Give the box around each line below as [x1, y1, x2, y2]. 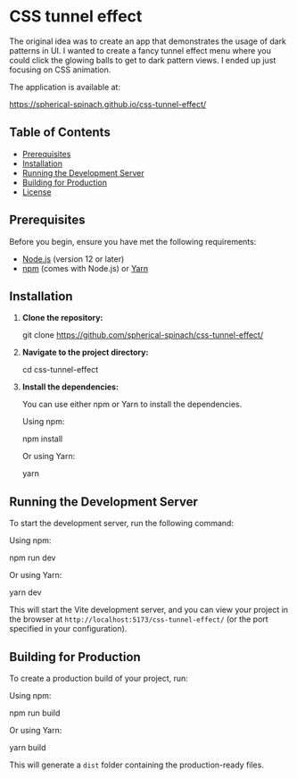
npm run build [9, 708, 61, 718]
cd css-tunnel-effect [21, 364, 99, 375]
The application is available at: [9, 81, 120, 92]
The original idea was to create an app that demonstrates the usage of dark [9, 36, 287, 46]
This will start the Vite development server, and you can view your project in [9, 605, 288, 616]
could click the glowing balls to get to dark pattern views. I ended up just [9, 54, 276, 65]
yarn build [9, 742, 46, 752]
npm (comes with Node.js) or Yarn [21, 263, 149, 273]
